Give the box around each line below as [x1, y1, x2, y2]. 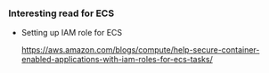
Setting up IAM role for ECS [20, 28, 122, 38]
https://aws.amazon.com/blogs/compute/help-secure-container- [20, 45, 260, 55]
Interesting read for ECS [8, 7, 115, 20]
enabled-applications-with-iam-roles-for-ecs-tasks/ [20, 54, 213, 65]
